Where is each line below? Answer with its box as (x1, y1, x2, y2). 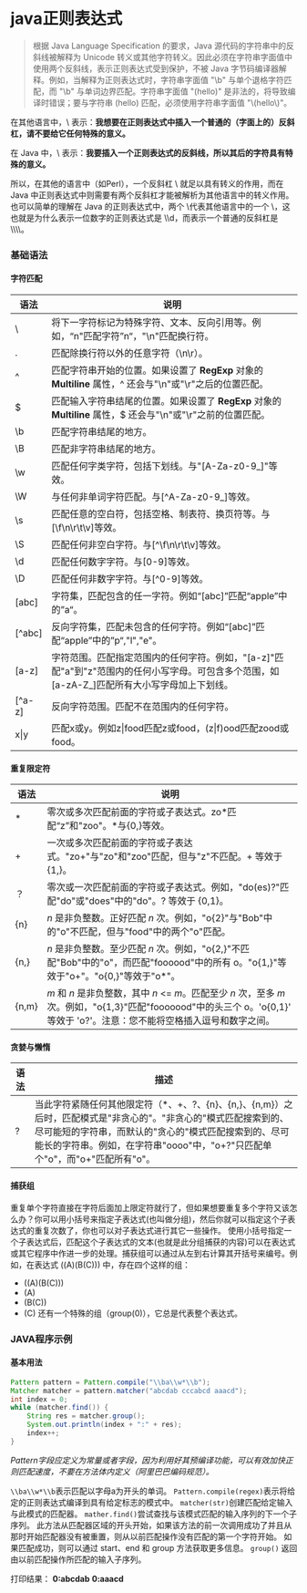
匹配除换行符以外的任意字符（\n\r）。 (51, 347, 209, 360)
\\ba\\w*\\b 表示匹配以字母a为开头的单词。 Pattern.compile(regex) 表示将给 (10, 1485, 296, 1496)
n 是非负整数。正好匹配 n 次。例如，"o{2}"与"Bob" (46, 912, 264, 925)
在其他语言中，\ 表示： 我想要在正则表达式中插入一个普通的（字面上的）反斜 (10, 116, 295, 128)
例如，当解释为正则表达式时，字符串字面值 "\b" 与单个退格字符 (48, 74, 285, 85)
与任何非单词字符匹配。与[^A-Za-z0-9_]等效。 (51, 491, 256, 503)
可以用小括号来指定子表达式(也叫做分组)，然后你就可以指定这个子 (41, 1214, 288, 1225)
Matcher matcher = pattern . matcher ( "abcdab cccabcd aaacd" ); (10, 1386, 248, 1395)
